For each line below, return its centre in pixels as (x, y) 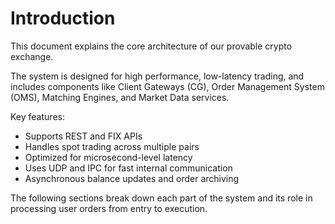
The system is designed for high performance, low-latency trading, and (157, 76)
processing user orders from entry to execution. (109, 208)
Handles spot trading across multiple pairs (112, 146)
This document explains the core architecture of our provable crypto (151, 46)
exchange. (32, 56)
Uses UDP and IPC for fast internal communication (128, 168)
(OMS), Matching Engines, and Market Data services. (120, 97)
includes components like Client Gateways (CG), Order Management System (167, 86)
